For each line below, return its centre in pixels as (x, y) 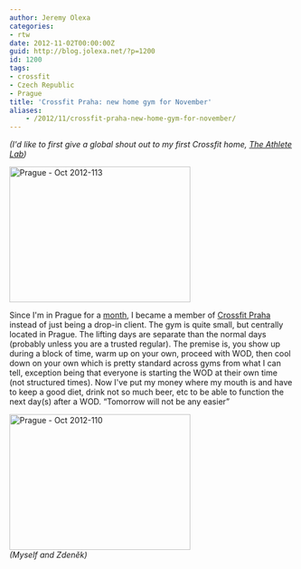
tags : (19, 69)
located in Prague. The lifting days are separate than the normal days (138, 335)
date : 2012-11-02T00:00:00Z (62, 43)
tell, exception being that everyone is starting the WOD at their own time (144, 373)
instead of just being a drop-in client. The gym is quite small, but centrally (146, 325)
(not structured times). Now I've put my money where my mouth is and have (151, 383)
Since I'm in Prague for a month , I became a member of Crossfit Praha (140, 315)
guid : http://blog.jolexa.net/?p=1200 (82, 52)
